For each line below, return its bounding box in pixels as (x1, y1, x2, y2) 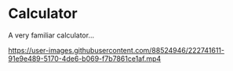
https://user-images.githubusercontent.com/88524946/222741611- (8, 45, 225, 55)
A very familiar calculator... (8, 30, 95, 40)
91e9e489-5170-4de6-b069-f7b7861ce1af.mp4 (8, 54, 162, 63)
